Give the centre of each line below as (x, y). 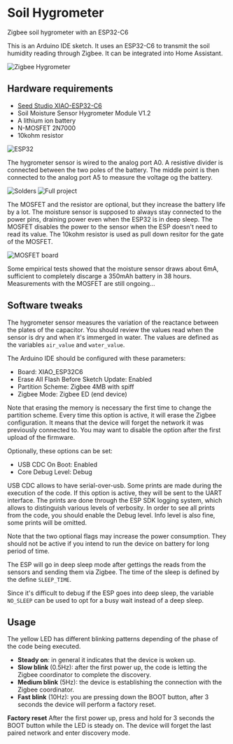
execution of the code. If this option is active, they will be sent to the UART (115, 493)
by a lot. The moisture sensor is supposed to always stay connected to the (114, 212)
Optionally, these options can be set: (60, 451)
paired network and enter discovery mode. (69, 733)
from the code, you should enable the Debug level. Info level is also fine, (111, 515)
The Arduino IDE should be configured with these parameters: (97, 358)
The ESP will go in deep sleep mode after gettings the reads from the (107, 564)
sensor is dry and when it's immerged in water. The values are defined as (113, 337)
